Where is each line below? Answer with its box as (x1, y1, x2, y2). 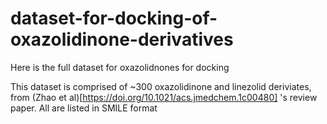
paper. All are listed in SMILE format (10, 102, 158, 114)
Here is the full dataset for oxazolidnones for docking (10, 61, 230, 73)
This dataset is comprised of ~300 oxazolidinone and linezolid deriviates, (10, 80, 312, 92)
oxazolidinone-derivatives (10, 28, 234, 51)
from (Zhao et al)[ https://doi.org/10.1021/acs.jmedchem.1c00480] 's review (10, 91, 318, 103)
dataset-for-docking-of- (10, 7, 218, 30)
